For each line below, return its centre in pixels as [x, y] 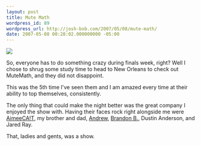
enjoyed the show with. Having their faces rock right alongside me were [95, 112]
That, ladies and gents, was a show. [51, 136]
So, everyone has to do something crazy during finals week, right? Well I [96, 63]
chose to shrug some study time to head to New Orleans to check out [92, 69]
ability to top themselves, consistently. [54, 94]
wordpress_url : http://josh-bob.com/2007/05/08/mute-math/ [82, 29]
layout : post [23, 12]
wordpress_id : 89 [28, 23]
